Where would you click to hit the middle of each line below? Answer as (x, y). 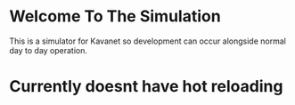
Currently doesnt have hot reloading (146, 87)
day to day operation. (48, 50)
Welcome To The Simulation (115, 16)
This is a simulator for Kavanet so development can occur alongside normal (148, 41)
